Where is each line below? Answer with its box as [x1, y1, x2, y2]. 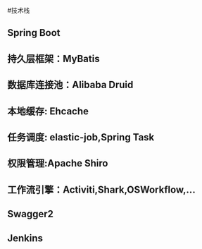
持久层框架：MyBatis [7, 52, 100, 65]
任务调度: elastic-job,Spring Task [7, 131, 155, 143]
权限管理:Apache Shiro [7, 157, 108, 169]
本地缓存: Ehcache [7, 105, 89, 117]
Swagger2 [7, 208, 54, 220]
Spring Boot [7, 27, 61, 39]
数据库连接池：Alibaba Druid [7, 79, 134, 91]
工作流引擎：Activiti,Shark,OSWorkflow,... [7, 183, 196, 195]
